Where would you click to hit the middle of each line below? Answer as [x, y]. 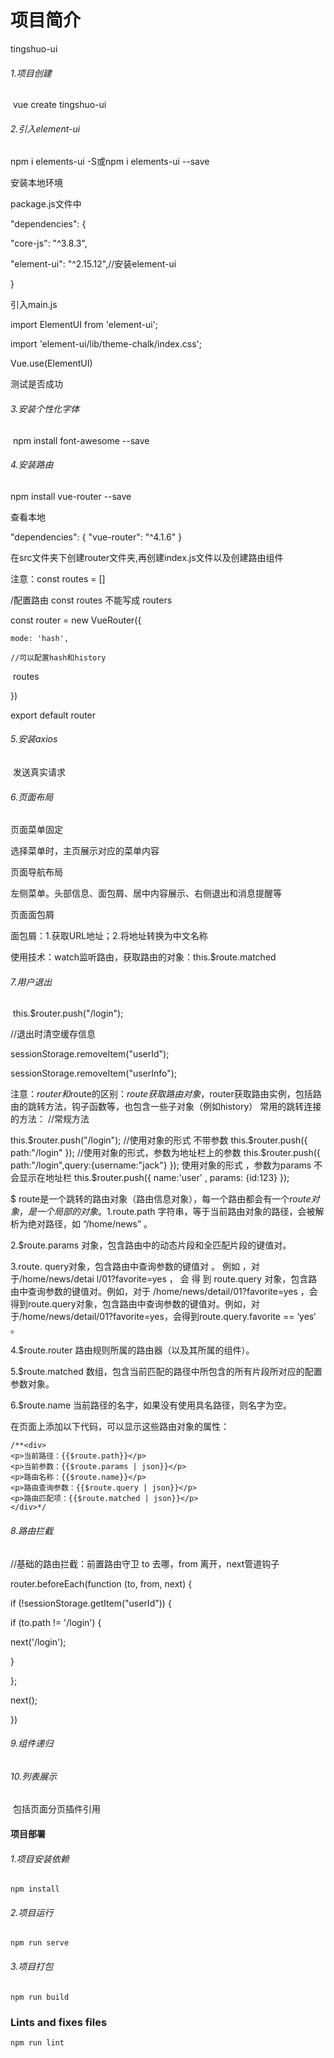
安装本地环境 [36, 183]
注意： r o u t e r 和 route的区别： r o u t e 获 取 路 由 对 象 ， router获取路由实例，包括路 [166, 1094]
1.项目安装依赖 [40, 1858]
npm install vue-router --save [71, 496]
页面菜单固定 [36, 830]
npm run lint [37, 2042]
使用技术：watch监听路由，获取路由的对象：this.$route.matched [143, 957]
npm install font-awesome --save [81, 440]
